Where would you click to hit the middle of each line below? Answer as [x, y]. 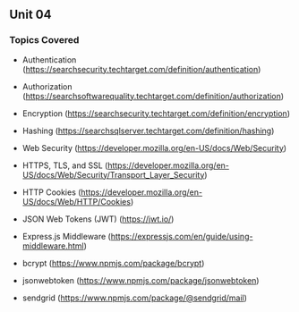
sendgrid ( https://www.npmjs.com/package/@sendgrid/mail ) [135, 298]
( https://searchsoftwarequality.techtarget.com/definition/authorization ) [153, 96]
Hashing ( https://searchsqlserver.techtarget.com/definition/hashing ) [148, 131]
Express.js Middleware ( [67, 236]
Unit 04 [30, 15]
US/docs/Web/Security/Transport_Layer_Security [113, 174]
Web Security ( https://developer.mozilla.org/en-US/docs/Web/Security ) [154, 148]
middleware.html [53, 246]
